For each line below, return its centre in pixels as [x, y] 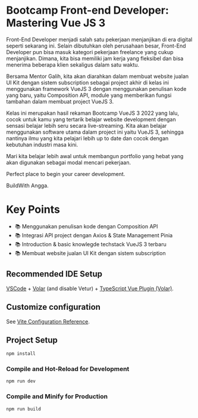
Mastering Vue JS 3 [56, 23]
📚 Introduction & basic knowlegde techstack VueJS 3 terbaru [90, 244]
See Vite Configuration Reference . [48, 321]
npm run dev [21, 381]
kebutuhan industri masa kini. [42, 144]
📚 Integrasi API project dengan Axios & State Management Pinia [94, 235]
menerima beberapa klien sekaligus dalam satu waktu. [73, 65]
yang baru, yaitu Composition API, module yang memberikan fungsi [89, 95]
